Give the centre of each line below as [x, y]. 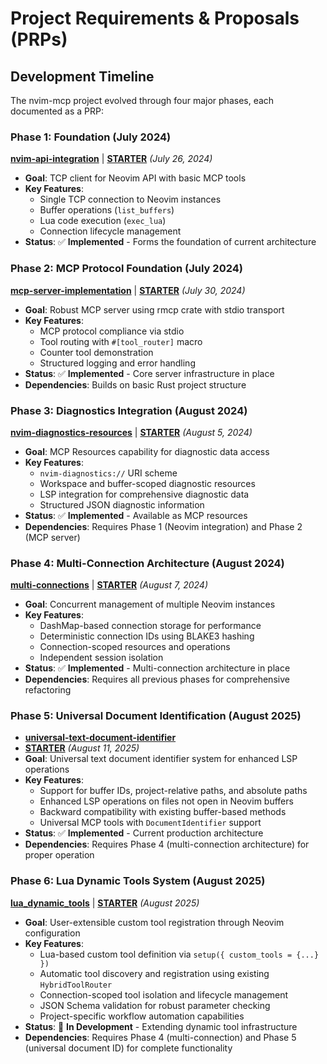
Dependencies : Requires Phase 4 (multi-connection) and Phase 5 [160, 1037]
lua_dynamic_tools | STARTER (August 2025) [105, 903]
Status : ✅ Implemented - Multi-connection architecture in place [157, 668]
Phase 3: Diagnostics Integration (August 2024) [129, 410]
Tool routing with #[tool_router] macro [121, 341]
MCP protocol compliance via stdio [112, 331]
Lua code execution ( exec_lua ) [103, 221]
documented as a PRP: [57, 111]
